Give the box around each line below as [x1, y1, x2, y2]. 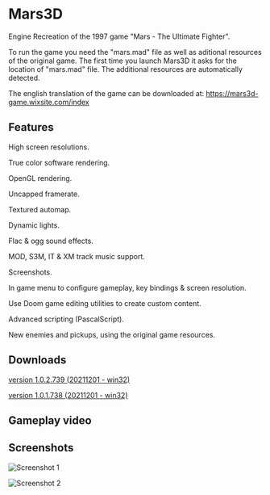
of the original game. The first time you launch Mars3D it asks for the [8, 56, 238, 65]
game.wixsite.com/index [8, 97, 90, 107]
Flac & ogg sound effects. [8, 236, 94, 245]
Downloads [8, 353, 67, 367]
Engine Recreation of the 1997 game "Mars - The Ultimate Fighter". [8, 31, 231, 41]
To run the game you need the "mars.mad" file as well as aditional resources [8, 47, 262, 57]
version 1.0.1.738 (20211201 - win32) [8, 390, 128, 400]
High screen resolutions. [8, 142, 90, 152]
